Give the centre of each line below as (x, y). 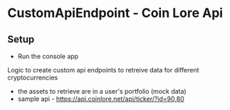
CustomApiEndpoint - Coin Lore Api (115, 13)
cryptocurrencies (33, 77)
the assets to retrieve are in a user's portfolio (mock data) (102, 91)
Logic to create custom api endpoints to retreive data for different (103, 70)
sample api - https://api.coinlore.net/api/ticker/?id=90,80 (101, 99)
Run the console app (48, 56)
